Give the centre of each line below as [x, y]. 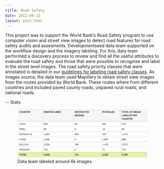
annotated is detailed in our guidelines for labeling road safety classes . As [80, 72]
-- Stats [13, 102]
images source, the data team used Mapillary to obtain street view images [80, 77]
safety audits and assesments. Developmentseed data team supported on [80, 46]
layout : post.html [24, 21]
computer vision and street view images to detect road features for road [78, 41]
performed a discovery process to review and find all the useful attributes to [82, 56]
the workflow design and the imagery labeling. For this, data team [71, 51]
